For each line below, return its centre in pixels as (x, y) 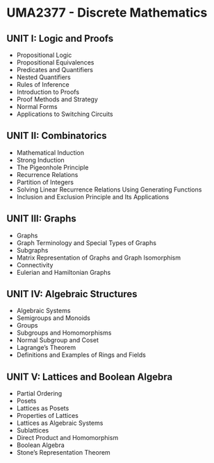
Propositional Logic (44, 55)
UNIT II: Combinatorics (57, 136)
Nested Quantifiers (43, 77)
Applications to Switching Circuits (65, 114)
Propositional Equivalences (55, 62)
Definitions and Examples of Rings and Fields (81, 355)
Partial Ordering (39, 394)
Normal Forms (37, 107)
